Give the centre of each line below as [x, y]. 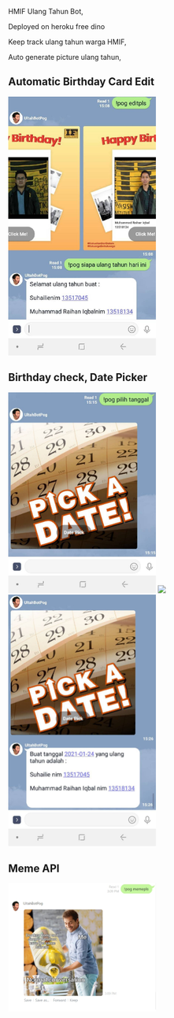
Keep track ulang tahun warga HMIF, [67, 42]
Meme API [34, 868]
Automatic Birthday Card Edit [81, 82]
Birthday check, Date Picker [78, 378]
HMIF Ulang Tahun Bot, [46, 11]
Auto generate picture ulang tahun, [65, 57]
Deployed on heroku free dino [57, 26]
